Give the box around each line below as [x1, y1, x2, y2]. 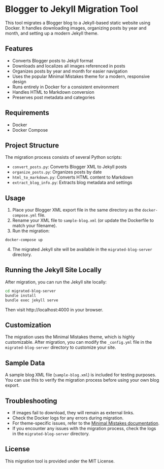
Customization [5, 321, 52, 329]
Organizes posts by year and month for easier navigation [12, 68, 128, 74]
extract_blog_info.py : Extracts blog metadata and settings [12, 180, 132, 185]
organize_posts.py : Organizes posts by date [12, 169, 102, 175]
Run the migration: [12, 228, 50, 234]
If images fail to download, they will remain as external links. [12, 409, 134, 415]
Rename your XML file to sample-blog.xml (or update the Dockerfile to [12, 217, 154, 223]
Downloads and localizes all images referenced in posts [12, 63, 126, 69]
